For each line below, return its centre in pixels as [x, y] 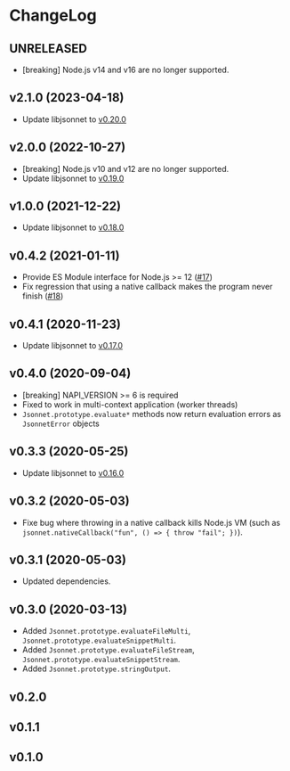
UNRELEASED [48, 49]
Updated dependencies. [66, 581]
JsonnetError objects [60, 423]
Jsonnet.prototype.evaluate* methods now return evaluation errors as [152, 414]
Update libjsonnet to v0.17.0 [72, 346]
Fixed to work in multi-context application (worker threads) [130, 404]
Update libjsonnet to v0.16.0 [73, 472]
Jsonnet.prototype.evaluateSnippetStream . [101, 660]
